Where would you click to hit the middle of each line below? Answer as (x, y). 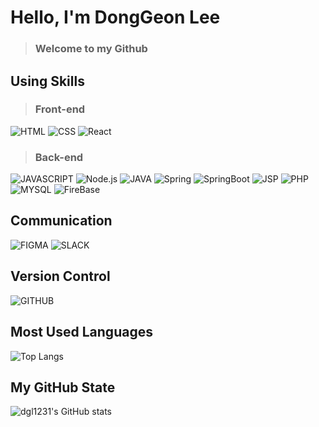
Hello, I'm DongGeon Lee (115, 17)
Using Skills (47, 81)
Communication (61, 221)
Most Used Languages (81, 332)
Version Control (60, 276)
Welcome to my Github (91, 49)
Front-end (60, 109)
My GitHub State (63, 387)
